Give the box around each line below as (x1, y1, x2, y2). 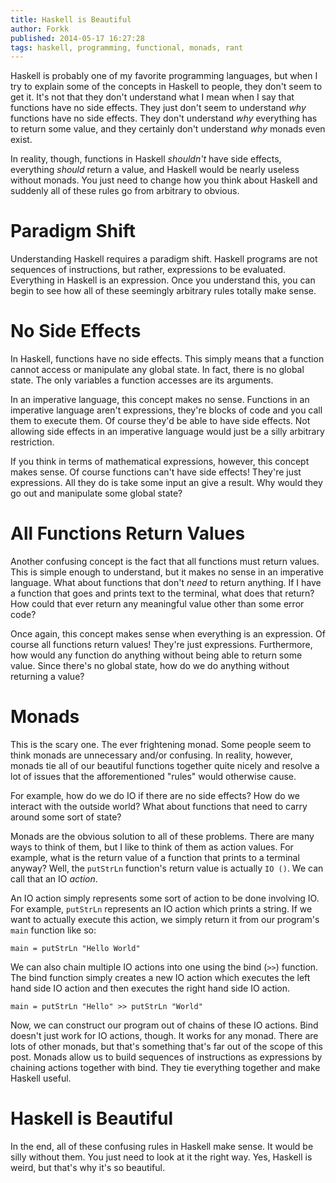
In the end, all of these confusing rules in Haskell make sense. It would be (10, 1140, 314, 1152)
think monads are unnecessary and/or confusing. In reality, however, (10, 749, 293, 761)
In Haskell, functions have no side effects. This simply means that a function (10, 353, 325, 365)
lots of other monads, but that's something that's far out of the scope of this (10, 1041, 323, 1052)
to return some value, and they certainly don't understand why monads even (10, 123, 326, 135)
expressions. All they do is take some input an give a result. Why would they (10, 477, 323, 489)
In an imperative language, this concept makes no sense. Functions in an (10, 394, 310, 406)
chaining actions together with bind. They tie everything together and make (10, 1062, 321, 1073)
